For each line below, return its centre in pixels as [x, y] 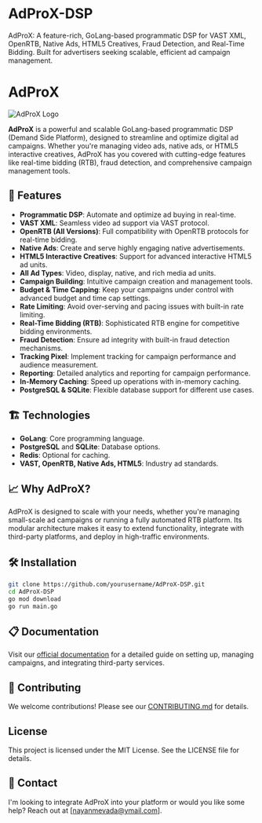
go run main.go [33, 606]
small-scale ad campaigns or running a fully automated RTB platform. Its [125, 520]
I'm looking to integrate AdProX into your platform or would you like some [127, 802]
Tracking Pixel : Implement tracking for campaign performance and [128, 356]
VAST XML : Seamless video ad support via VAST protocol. [114, 223]
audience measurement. [59, 364]
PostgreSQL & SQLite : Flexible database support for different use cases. [137, 390]
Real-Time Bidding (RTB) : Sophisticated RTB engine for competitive [129, 323]
